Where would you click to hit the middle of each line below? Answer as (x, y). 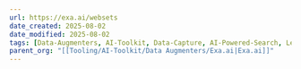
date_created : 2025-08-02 (57, 26)
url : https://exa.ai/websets (64, 17)
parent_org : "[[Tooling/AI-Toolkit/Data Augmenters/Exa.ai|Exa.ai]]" (142, 51)
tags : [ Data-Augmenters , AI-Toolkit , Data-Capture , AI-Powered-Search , (146, 43)
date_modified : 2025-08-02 (60, 34)
